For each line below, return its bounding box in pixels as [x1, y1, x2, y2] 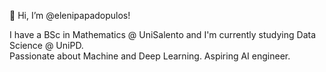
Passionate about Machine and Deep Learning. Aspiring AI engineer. [9, 50, 291, 62]
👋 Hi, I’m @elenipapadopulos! [9, 10, 131, 21]
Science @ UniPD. [9, 40, 84, 51]
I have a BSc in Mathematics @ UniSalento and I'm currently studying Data [9, 29, 317, 40]
